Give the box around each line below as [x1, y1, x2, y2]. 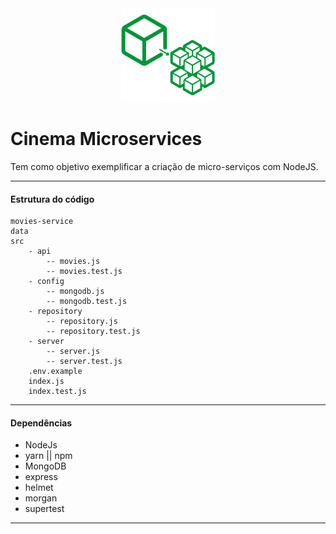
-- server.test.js [46, 357, 123, 367]
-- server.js [46, 347, 101, 357]
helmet [24, 482, 54, 494]
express [24, 471, 58, 483]
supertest [24, 503, 65, 515]
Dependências [10, 417, 73, 429]
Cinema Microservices [10, 128, 203, 151]
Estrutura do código [10, 193, 95, 205]
